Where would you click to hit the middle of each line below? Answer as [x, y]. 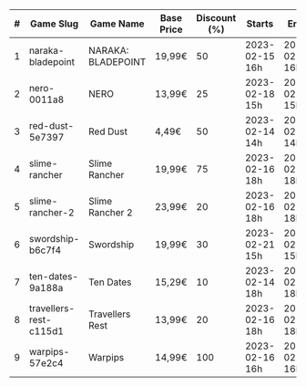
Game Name [117, 24]
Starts [260, 24]
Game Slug [55, 24]
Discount [216, 18]
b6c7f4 [45, 250]
